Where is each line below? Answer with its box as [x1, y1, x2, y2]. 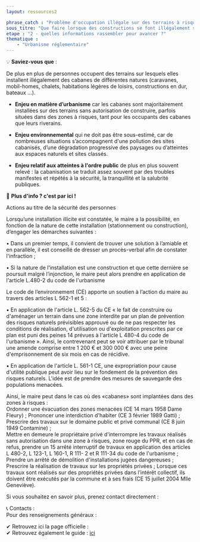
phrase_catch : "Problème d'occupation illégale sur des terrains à [6, 19, 180, 26]
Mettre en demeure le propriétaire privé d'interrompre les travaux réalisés [6, 431, 186, 438]
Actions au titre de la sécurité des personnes [6, 204, 116, 211]
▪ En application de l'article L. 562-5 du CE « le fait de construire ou [6, 306, 173, 313]
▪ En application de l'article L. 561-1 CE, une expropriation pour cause [6, 362, 177, 369]
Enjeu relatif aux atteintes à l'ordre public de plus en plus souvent [14, 162, 179, 169]
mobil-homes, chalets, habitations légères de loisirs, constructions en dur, [6, 83, 187, 90]
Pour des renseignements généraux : [6, 512, 97, 518]
